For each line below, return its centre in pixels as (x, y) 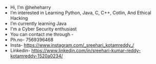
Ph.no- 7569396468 (32, 40)
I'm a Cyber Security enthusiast (43, 29)
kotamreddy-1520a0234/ (36, 56)
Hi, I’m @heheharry (30, 7)
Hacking (19, 18)
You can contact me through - (42, 34)
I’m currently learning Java (38, 23)
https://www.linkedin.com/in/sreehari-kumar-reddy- (86, 51)
